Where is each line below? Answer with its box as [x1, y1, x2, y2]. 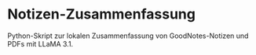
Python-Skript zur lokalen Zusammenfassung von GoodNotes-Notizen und [7, 31, 249, 40]
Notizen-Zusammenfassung [7, 5, 196, 23]
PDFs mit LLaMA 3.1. [7, 39, 74, 48]
